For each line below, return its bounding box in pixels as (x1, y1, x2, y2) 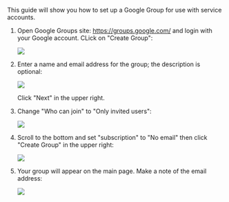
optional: (17, 68, 43, 75)
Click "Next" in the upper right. (17, 94, 105, 102)
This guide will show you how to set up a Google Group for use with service (7, 6, 222, 14)
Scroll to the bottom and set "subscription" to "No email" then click (17, 134, 208, 141)
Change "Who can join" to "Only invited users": (17, 107, 152, 115)
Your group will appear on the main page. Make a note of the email (17, 167, 207, 175)
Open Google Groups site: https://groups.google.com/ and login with (17, 27, 212, 34)
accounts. (7, 13, 36, 21)
